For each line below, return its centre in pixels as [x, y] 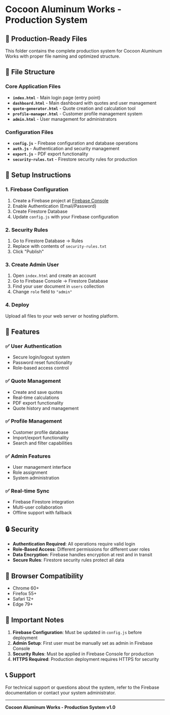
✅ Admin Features [28, 456]
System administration [36, 478]
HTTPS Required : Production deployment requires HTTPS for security [86, 659]
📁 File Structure [30, 72]
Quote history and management [46, 408]
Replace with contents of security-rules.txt [60, 246]
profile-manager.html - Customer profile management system [77, 114]
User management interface [42, 467]
